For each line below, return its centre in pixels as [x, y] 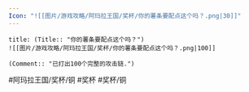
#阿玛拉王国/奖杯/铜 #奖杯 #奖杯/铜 [68, 79]
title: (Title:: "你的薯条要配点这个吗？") [76, 40]
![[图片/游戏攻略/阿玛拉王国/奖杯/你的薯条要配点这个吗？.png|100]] [112, 48]
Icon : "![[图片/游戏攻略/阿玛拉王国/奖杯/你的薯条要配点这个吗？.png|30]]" [125, 16]
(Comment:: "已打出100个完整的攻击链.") [72, 64]
